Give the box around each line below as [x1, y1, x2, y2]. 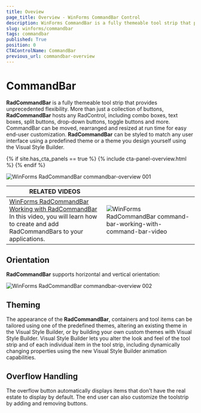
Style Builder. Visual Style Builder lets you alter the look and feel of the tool [6, 335, 190, 342]
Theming [6, 300, 41, 310]
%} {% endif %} [6, 161, 46, 168]
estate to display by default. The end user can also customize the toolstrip [6, 393, 189, 400]
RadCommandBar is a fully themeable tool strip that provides [6, 99, 157, 106]
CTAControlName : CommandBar [6, 48, 77, 54]
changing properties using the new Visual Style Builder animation [6, 348, 167, 355]
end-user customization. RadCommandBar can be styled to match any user [6, 130, 193, 138]
